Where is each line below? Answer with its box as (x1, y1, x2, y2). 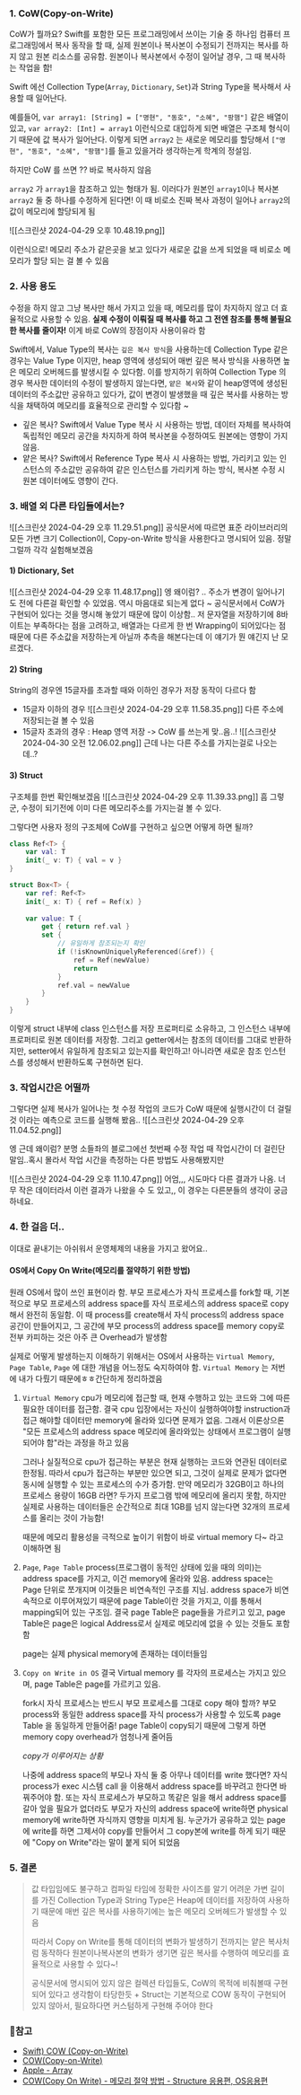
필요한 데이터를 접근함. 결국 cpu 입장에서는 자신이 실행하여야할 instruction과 (21, 1404, 291, 1414)
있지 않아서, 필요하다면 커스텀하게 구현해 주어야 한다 (30, 2001, 213, 2011)
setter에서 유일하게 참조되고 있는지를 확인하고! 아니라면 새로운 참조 (28, 1045, 262, 1056)
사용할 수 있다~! (62, 1959, 118, 1969)
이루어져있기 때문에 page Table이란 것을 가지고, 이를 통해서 (53, 1595, 262, 1606)
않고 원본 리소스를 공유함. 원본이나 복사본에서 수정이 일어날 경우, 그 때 (18, 51, 262, 62)
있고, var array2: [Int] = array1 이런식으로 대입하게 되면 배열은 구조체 (9, 123, 267, 134)
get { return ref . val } (41, 922, 130, 931)
